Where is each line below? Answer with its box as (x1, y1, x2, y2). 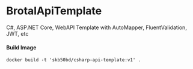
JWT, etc (6, 30, 29, 37)
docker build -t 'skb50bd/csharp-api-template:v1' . (6, 57, 141, 63)
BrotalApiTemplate (6, 4, 102, 18)
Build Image (6, 43, 37, 51)
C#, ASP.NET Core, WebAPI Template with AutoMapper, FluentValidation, (6, 24, 188, 31)
